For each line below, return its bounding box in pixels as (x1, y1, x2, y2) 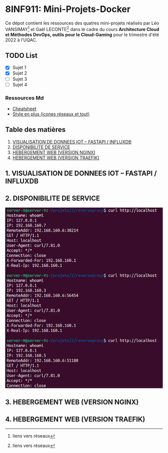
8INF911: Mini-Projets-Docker (5, 3, 131, 15)
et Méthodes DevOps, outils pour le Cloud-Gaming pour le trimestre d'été (5, 31, 159, 37)
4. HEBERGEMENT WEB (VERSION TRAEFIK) (5, 415, 145, 423)
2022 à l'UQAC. (5, 36, 37, 43)
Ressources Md (5, 94, 44, 101)
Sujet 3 (12, 76, 27, 82)
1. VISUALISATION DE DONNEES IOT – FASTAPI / (5, 169, 157, 178)
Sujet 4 (12, 81, 27, 87)
